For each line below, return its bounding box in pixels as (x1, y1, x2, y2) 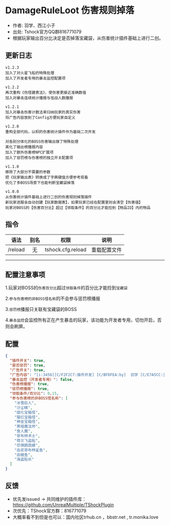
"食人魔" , (14, 429, 33, 434)
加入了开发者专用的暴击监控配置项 (5, 75, 66, 81)
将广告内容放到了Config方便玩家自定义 (5, 115, 76, 120)
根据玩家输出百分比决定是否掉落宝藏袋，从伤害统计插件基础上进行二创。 (12, 35, 163, 41)
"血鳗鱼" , (14, 452, 33, 457)
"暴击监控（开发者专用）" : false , (10, 377, 74, 382)
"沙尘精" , (14, 405, 33, 410)
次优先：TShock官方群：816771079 (12, 507, 87, 514)
